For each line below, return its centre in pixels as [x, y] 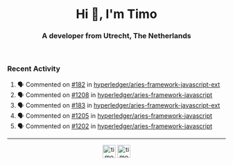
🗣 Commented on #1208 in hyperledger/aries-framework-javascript [115, 95]
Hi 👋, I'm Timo [116, 14]
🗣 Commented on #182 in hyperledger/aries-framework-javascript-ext [119, 84]
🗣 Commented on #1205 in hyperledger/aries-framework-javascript [115, 115]
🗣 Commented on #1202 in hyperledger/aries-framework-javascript [115, 126]
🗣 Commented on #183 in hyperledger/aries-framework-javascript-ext [119, 105]
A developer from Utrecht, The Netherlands [116, 36]
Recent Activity [34, 69]
